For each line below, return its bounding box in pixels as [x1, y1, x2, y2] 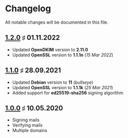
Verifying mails [12, 122, 43, 128]
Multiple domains [12, 128, 48, 134]
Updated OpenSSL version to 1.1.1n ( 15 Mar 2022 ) [12, 52, 114, 58]
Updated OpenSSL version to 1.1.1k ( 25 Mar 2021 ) [12, 84, 113, 90]
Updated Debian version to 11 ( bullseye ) [12, 79, 94, 85]
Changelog [5, 3, 51, 14]
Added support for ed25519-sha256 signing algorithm [12, 90, 124, 96]
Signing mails [12, 117, 40, 123]
